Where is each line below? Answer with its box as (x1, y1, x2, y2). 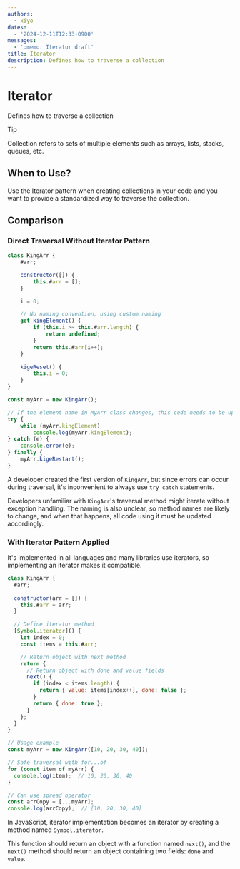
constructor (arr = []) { (14, 594, 88, 602)
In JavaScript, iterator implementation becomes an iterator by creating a (7, 818, 219, 827)
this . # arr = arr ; (20, 601, 72, 608)
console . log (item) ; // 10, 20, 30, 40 (14, 772, 133, 779)
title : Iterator (7, 51, 56, 58)
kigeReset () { (20, 363, 62, 371)
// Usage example (7, 740, 59, 747)
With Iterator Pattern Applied (7, 537, 110, 547)
